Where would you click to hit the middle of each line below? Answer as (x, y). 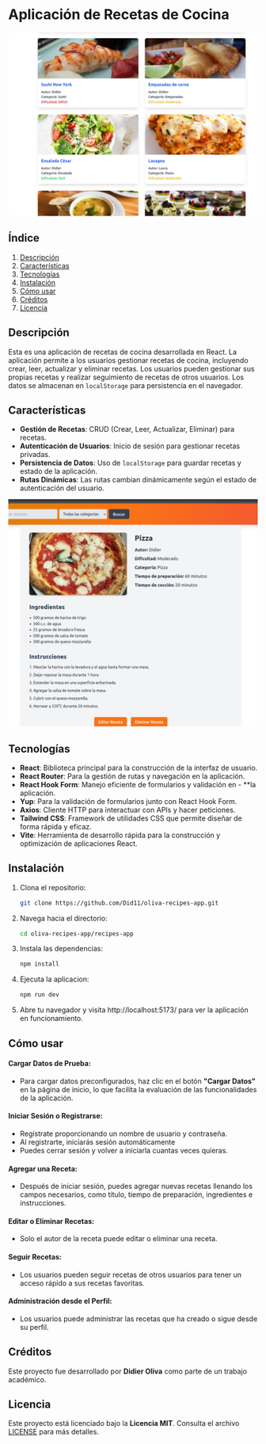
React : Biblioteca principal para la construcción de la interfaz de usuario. (139, 768)
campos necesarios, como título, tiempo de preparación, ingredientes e (136, 1194)
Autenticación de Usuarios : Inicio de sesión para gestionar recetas (129, 446)
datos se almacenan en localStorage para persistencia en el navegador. (125, 385)
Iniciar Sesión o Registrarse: (55, 1116)
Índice (24, 238)
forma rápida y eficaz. (56, 826)
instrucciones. (43, 1203)
